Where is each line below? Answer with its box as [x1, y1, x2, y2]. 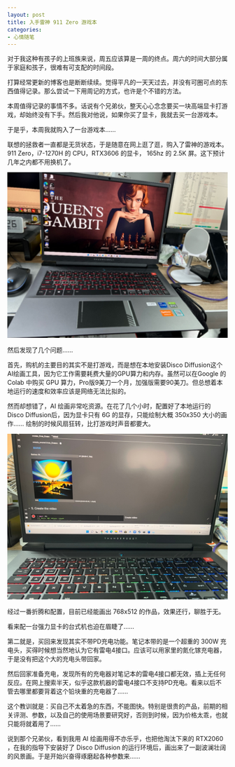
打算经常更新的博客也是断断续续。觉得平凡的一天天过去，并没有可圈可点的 [7, 78, 222, 87]
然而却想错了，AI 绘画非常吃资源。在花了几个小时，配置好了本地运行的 [7, 402, 211, 410]
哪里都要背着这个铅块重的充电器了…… [19, 687, 129, 695]
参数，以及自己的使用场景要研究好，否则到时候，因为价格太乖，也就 [31, 711, 228, 719]
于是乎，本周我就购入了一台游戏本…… [7, 125, 117, 134]
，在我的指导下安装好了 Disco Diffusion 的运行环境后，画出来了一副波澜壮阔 [7, 743, 227, 752]
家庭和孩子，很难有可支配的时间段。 [13, 63, 117, 72]
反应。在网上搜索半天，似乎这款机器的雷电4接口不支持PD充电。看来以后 [7, 679, 216, 687]
